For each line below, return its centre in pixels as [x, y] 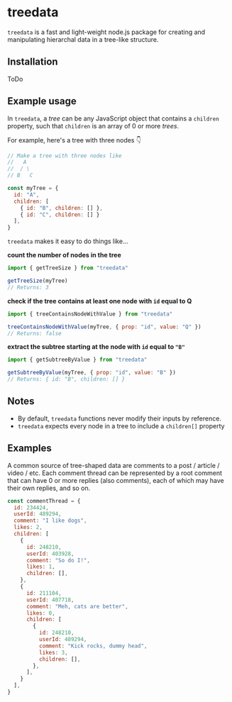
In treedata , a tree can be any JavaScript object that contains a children [114, 118]
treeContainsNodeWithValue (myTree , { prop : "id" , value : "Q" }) [104, 327]
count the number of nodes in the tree [65, 255]
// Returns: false [34, 333]
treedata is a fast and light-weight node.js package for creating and [106, 32]
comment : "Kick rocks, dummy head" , [93, 646]
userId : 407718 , [50, 600]
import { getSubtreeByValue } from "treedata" [77, 360]
